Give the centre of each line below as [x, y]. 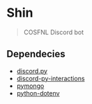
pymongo [30, 86]
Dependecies [36, 54]
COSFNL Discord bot [54, 32]
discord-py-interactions [51, 78]
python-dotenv [38, 93]
